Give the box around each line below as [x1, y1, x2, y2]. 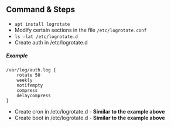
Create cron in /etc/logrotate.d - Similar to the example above [14, 108, 165, 115]
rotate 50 [16, 72, 41, 78]
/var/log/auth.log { [6, 67, 57, 73]
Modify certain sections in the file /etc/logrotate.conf [14, 26, 147, 33]
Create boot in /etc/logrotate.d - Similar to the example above [14, 114, 165, 121]
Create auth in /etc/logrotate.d [14, 39, 88, 46]
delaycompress [16, 92, 51, 98]
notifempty [16, 82, 43, 88]
